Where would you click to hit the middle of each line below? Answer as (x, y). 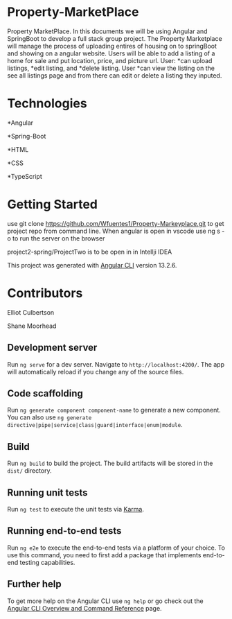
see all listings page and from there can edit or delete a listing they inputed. (115, 75)
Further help (35, 584)
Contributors (45, 293)
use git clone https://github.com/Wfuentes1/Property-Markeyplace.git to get (116, 223)
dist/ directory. (29, 471)
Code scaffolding (45, 393)
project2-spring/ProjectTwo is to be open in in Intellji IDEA (90, 252)
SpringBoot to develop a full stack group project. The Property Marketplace (115, 38)
